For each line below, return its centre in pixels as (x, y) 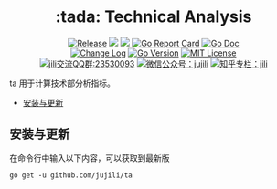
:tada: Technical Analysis (154, 17)
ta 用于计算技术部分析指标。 (63, 83)
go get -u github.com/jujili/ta (71, 175)
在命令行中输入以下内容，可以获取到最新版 (90, 158)
